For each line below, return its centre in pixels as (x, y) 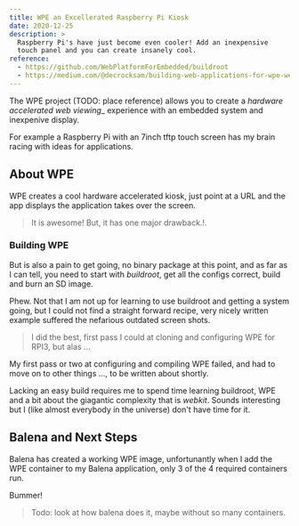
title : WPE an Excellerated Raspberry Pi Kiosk (99, 17)
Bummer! (26, 495)
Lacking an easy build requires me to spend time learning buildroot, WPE (142, 390)
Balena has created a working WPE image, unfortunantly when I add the (141, 458)
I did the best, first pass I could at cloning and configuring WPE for (153, 337)
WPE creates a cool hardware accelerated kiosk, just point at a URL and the (148, 196)
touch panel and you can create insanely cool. (107, 51)
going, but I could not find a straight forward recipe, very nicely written (139, 310)
